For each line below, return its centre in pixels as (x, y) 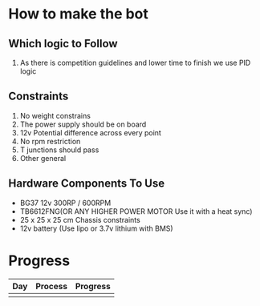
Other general (43, 158)
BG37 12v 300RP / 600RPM (65, 203)
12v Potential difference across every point (91, 132)
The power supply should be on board (83, 124)
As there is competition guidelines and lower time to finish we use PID (135, 62)
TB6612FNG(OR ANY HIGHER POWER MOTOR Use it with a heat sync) (136, 211)
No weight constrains (55, 115)
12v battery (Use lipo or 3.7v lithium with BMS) (97, 228)
